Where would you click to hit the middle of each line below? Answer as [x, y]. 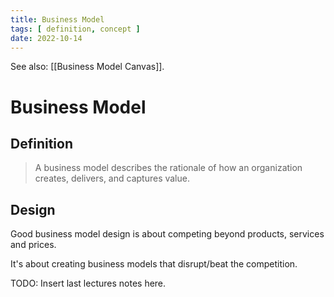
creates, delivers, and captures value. [112, 178]
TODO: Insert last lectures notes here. [88, 283]
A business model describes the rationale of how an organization [168, 168]
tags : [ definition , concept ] [75, 29]
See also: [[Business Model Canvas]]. [87, 67]
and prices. [33, 245]
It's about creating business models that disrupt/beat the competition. [154, 264]
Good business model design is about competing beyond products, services [167, 234]
